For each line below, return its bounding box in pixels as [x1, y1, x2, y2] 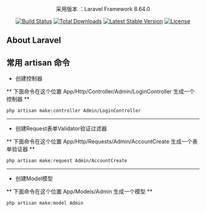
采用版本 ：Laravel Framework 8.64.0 [56, 5, 150, 12]
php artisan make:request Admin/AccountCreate [6, 158, 128, 164]
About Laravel [6, 35, 61, 46]
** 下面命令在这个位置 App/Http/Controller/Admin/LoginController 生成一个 [6, 88, 195, 95]
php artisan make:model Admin [6, 200, 84, 207]
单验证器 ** [6, 145, 35, 153]
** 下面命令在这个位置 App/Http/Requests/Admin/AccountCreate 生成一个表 [6, 138, 198, 145]
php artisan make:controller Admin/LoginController [6, 108, 141, 114]
